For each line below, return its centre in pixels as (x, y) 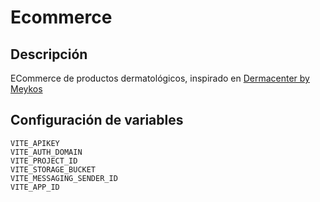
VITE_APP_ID (35, 187)
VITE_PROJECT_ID (44, 161)
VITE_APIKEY (35, 143)
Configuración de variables (97, 120)
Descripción (49, 54)
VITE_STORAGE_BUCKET (53, 169)
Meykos (26, 89)
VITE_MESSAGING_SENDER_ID (64, 178)
